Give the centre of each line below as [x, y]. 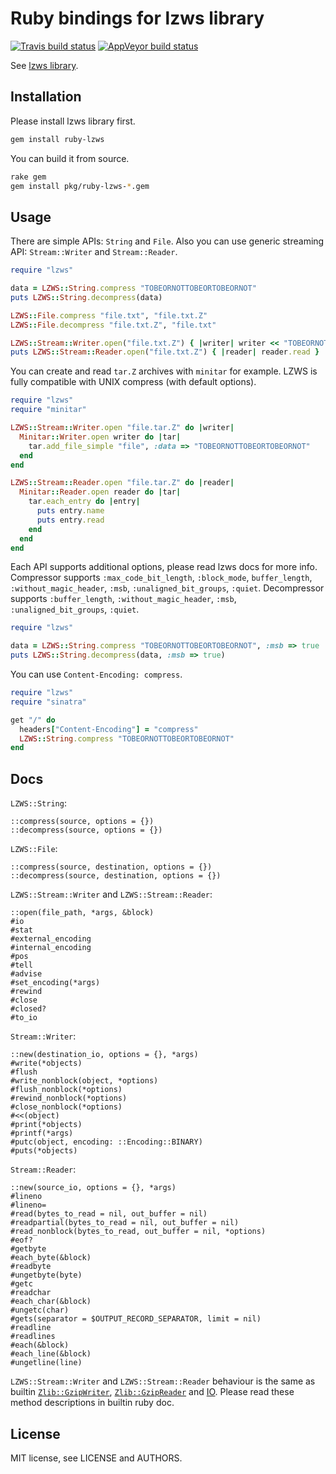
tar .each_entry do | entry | [84, 502]
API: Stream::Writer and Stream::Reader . [94, 252]
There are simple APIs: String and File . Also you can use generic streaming [167, 241]
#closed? [28, 1009]
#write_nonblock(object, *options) [84, 1081]
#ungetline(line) [46, 1363]
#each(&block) [40, 1345]
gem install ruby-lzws [57, 139]
